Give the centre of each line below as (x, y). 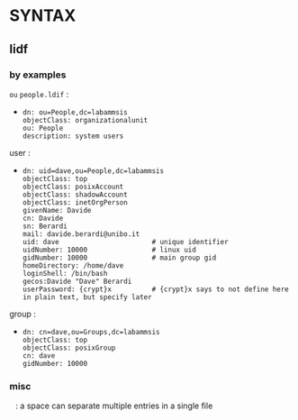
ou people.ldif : (39, 94)
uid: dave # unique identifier (125, 242)
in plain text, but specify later (87, 297)
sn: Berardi (45, 226)
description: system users (73, 136)
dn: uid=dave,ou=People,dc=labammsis (93, 171)
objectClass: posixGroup (69, 348)
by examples (38, 75)
